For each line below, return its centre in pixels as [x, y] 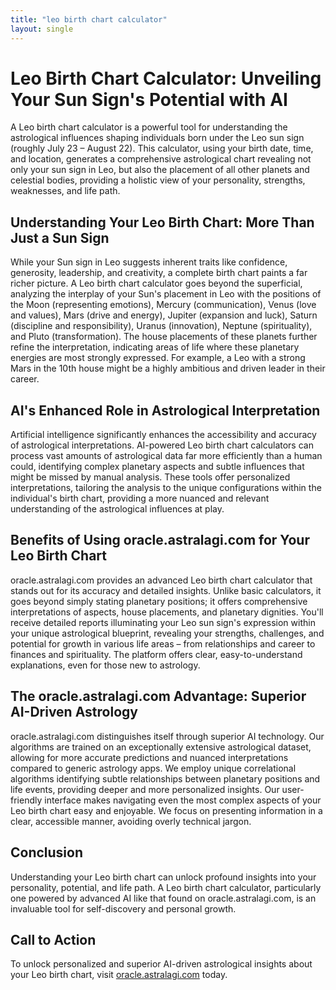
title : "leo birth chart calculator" [89, 19]
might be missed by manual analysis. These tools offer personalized [150, 477]
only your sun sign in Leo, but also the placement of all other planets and [160, 170]
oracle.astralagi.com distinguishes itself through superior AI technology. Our [167, 736]
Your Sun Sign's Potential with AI [149, 99]
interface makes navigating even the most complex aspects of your [183, 800]
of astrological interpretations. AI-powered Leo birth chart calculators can [162, 445]
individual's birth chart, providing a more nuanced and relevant [140, 498]
